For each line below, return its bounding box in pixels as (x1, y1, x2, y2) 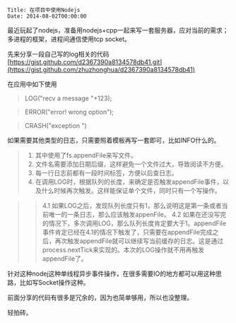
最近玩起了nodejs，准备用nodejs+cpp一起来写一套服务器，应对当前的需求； (7, 26, 229, 34)
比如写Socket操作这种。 (19, 278, 90, 286)
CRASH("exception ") (24, 122, 87, 129)
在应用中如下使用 (7, 80, 57, 88)
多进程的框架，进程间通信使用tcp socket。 (7, 35, 131, 43)
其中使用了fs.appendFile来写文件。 (35, 151, 138, 159)
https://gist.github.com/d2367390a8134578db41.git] (9, 58, 163, 66)
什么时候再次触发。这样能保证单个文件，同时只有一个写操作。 (41, 187, 221, 194)
